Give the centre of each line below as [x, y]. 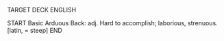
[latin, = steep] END [35, 30]
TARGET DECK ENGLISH [42, 10]
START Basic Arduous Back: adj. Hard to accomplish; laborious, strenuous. [112, 23]
